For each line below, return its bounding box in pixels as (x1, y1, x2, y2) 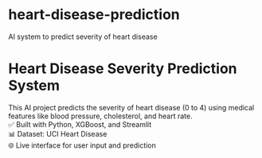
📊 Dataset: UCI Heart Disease (8, 129, 108, 138)
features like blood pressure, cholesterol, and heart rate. (8, 111, 193, 121)
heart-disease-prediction (8, 6, 181, 24)
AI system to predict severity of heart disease (8, 32, 158, 41)
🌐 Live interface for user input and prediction (8, 141, 157, 150)
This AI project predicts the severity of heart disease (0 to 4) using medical (8, 102, 255, 112)
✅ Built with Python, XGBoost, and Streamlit (8, 119, 152, 129)
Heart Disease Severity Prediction (8, 60, 237, 78)
